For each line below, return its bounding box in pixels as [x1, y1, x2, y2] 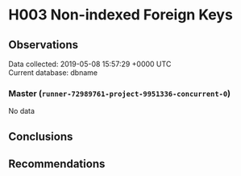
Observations [8, 38, 79, 52]
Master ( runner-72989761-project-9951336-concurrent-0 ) [8, 87, 231, 98]
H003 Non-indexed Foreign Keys [8, 6, 234, 24]
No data [8, 107, 35, 116]
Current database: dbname [8, 68, 98, 78]
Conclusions [8, 129, 73, 143]
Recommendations [8, 157, 106, 171]
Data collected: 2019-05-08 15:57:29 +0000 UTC [8, 59, 172, 69]
